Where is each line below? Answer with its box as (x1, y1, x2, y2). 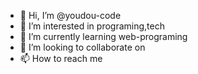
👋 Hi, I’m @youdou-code (19, 10, 122, 21)
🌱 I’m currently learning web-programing (19, 31, 188, 42)
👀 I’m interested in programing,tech (19, 20, 165, 32)
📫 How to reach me (19, 53, 103, 64)
